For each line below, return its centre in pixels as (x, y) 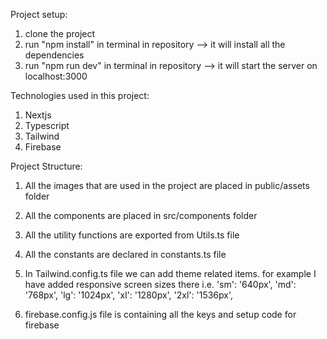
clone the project (60, 33)
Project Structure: (46, 166)
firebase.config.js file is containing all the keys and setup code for (160, 314)
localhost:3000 (56, 76)
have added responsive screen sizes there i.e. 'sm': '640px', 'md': (160, 284)
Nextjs (38, 115)
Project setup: (39, 14)
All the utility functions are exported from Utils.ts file (132, 235)
